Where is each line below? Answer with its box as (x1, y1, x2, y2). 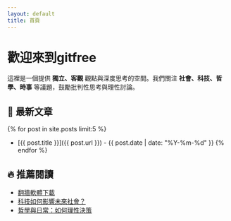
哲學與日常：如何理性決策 (17, 206, 92, 215)
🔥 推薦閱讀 (7, 168, 54, 180)
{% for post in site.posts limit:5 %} (7, 125, 107, 133)
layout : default (7, 10, 55, 18)
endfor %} (17, 146, 48, 155)
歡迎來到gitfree (7, 49, 96, 66)
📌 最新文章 (7, 105, 53, 117)
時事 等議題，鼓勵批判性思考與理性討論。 (19, 83, 139, 92)
